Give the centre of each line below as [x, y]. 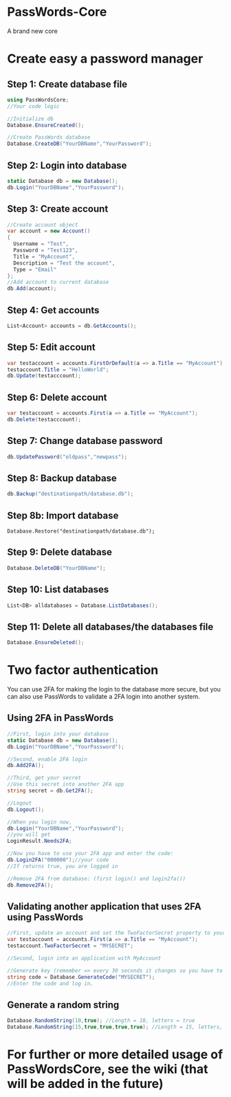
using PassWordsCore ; [38, 100]
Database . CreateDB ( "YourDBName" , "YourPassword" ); [80, 144]
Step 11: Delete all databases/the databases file [110, 627]
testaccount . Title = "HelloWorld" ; [58, 369]
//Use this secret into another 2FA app [66, 784]
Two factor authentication [83, 670]
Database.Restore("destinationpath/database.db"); [81, 531]
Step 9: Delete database [59, 552]
